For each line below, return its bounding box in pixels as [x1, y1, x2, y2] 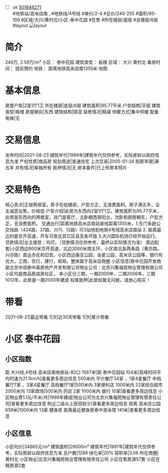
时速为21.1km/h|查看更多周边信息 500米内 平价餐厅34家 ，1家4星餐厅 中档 [9, 375, 161, 381]
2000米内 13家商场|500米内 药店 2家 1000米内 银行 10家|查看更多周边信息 [5, 388, 157, 394]
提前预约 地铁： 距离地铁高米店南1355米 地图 [14, 65, 107, 71]
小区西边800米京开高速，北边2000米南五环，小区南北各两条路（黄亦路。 [10, 246, 162, 252]
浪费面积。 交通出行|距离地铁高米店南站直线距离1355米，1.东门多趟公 [18, 220, 161, 226]
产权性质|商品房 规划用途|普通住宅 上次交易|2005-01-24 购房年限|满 [19, 158, 159, 164]
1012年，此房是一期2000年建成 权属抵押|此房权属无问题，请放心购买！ [5, 277, 151, 283]
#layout [12, 23, 28, 29]
